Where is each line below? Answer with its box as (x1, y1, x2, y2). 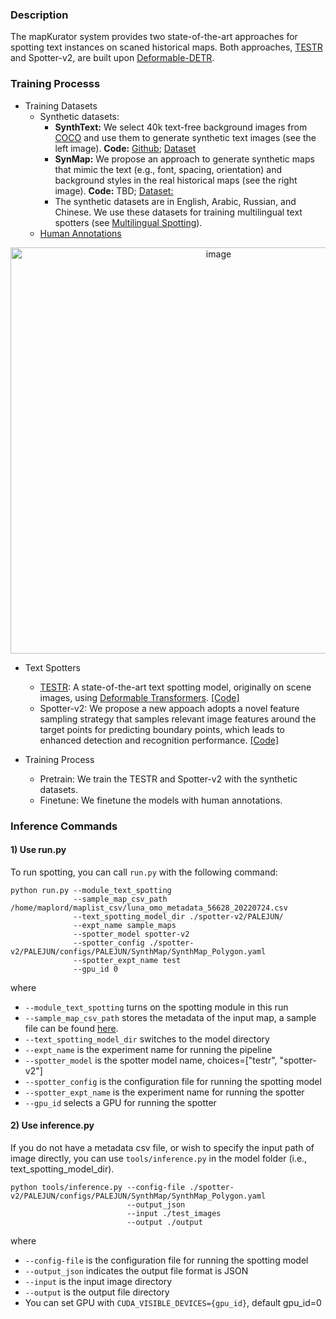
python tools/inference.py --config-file (10, 1182, 186, 1192)
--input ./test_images (126, 1208, 222, 1218)
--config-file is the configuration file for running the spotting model (24, 1254, 309, 1266)
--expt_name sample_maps (73, 920, 177, 930)
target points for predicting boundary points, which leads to (39, 723, 285, 735)
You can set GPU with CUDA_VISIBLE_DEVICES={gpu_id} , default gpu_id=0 (24, 1296, 322, 1308)
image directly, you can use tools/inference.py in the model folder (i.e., (10, 1152, 308, 1164)
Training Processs (10, 77, 101, 91)
